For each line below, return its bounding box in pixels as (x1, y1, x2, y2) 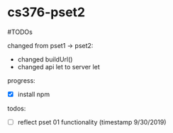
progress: (7, 76, 35, 85)
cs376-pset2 (7, 4, 86, 21)
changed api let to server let (17, 62, 101, 71)
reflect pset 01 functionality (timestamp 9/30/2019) (17, 118, 167, 126)
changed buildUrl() (17, 54, 73, 64)
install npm (17, 90, 50, 98)
